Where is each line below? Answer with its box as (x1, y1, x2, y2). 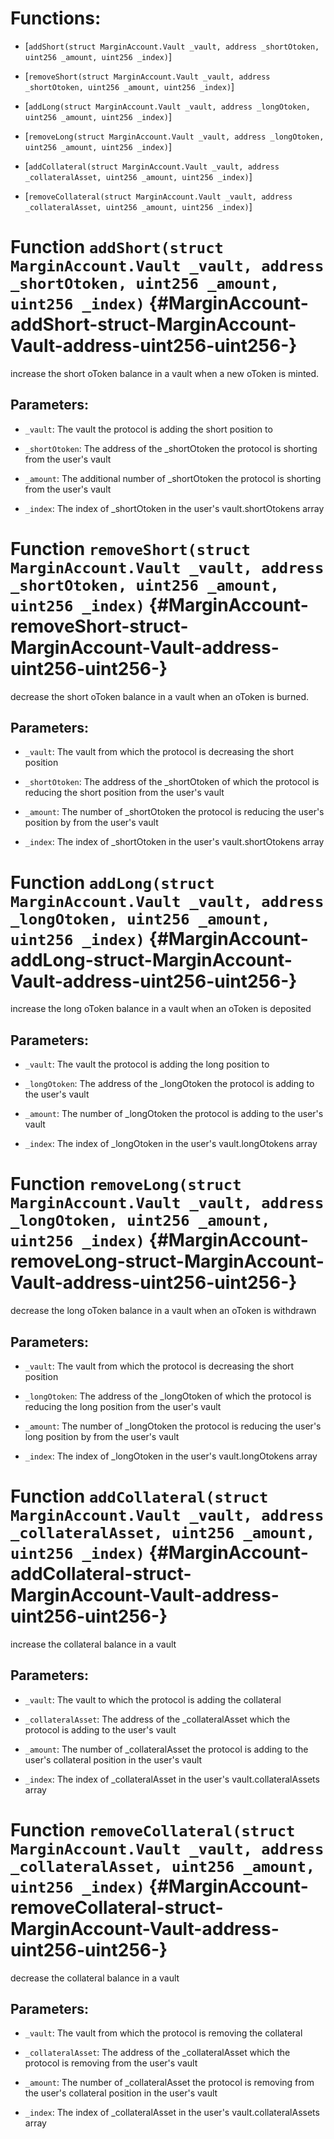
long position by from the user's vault (24, 1430, 180, 1442)
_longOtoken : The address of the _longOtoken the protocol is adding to (24, 1078, 315, 1090)
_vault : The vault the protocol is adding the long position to (24, 1058, 270, 1071)
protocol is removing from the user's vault (24, 2057, 198, 2069)
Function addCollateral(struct (10, 1485, 269, 1508)
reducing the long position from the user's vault (24, 1400, 222, 1412)
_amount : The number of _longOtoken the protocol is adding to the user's (24, 1108, 324, 1120)
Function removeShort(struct (10, 537, 251, 560)
